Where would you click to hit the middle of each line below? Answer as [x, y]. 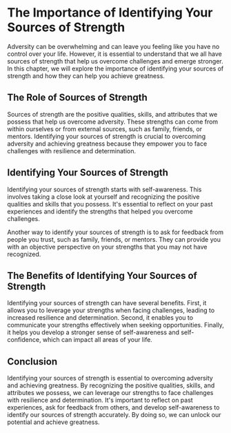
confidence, [24, 340]
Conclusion [32, 362]
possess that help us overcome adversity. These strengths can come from [113, 122]
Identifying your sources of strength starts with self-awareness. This [104, 189]
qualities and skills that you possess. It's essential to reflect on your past [110, 204]
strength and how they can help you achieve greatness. [86, 76]
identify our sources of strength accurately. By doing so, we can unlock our [114, 415]
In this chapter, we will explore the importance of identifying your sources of [115, 68]
